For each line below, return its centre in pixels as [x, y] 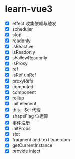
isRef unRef [24, 75]
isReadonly [24, 52]
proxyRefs [23, 81]
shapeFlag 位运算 [30, 116]
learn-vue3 [29, 9]
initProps [21, 128]
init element [24, 103]
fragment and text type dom [41, 140]
